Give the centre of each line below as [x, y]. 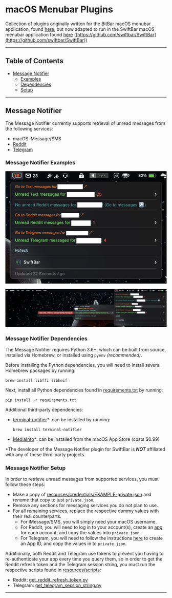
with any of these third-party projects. [45, 455]
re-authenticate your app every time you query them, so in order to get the [84, 559]
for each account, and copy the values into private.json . [81, 533]
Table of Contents [35, 61]
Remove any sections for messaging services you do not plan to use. [85, 506]
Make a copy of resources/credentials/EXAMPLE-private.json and [82, 495]
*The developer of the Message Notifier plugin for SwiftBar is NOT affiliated [85, 449]
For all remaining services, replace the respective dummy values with [86, 511]
